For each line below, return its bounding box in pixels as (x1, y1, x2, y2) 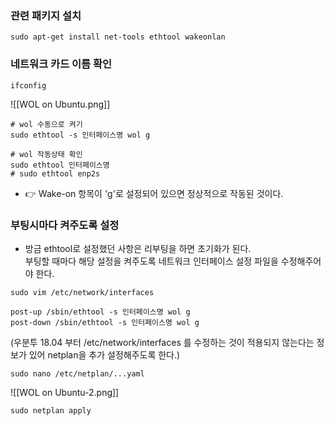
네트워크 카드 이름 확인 (10, 57, 113, 71)
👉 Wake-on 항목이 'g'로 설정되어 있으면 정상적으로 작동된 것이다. (24, 187, 284, 199)
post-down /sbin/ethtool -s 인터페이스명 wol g (10, 317, 200, 327)
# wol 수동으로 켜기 (10, 119, 83, 129)
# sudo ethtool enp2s (10, 168, 101, 179)
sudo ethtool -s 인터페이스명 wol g (10, 130, 151, 140)
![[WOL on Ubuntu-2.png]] (10, 386, 120, 398)
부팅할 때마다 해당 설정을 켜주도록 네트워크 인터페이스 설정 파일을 (24, 255, 279, 267)
